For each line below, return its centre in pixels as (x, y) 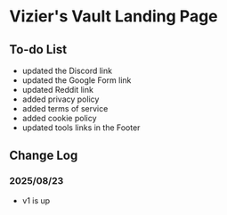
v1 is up (36, 200)
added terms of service (65, 108)
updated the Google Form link (77, 80)
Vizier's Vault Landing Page (113, 17)
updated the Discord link (67, 70)
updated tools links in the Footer (81, 128)
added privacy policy (61, 99)
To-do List (38, 50)
